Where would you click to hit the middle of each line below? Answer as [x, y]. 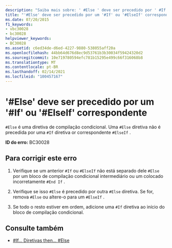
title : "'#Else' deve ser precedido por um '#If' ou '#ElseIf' [74, 15]
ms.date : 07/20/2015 [27, 19]
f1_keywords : [19, 24]
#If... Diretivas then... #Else [41, 240]
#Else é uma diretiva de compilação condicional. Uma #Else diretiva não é [83, 127]
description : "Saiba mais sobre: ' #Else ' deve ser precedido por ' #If [86, 10]
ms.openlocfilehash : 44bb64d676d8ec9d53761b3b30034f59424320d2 [74, 53]
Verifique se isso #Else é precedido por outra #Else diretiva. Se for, [83, 191]
